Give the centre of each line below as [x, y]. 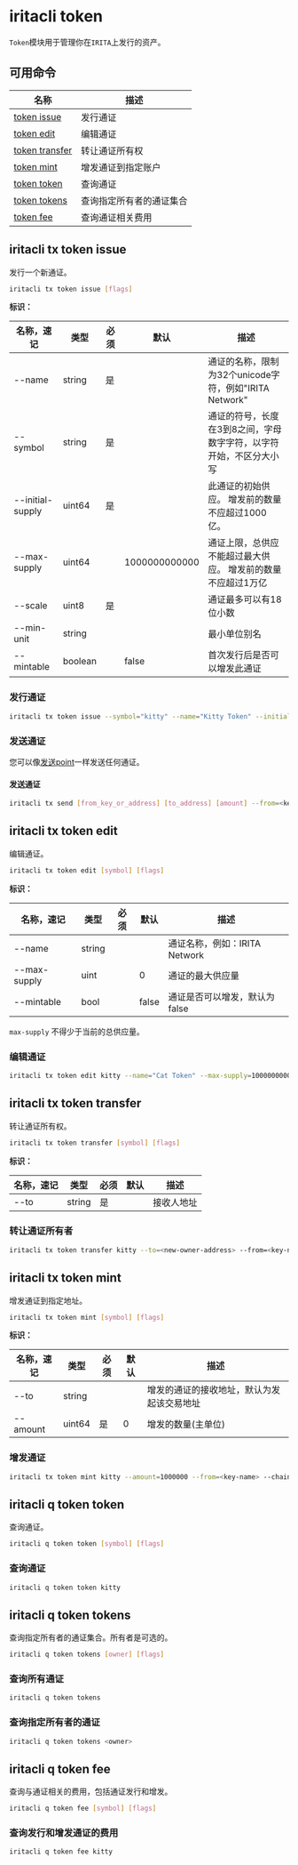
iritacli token [56, 16]
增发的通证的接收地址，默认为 [209, 1390]
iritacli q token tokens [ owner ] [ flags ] [87, 1655]
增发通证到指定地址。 [48, 1300]
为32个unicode [239, 375]
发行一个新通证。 [40, 272]
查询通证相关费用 [117, 217]
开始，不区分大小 [243, 456]
